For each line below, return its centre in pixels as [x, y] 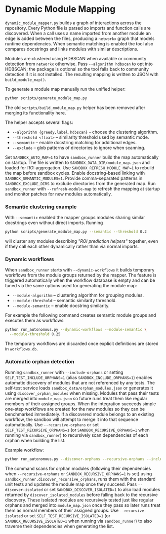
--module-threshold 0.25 [35, 334]
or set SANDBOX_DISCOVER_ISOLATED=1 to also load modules [102, 490]
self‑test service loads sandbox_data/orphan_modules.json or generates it [79, 388]
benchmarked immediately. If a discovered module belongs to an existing [80, 414]
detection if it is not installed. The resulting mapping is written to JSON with [82, 74]
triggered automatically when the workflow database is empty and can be [80, 280]
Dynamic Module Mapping [60, 9]
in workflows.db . [21, 349]
